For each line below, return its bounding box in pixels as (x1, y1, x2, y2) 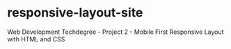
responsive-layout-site (7, 5, 143, 21)
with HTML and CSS (7, 35, 65, 43)
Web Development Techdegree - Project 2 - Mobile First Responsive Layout (7, 28, 224, 36)
